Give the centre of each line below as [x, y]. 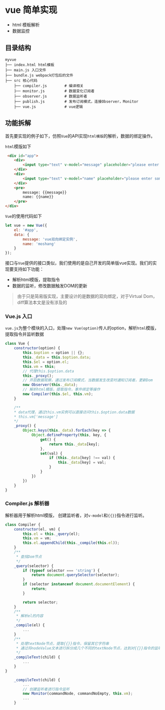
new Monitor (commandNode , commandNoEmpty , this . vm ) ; [78, 694]
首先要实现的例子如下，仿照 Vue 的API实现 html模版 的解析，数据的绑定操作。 [80, 136]
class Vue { [17, 344]
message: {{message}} [45, 192]
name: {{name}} [38, 197]
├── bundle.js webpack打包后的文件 [39, 75]
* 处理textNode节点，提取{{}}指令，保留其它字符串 [63, 643]
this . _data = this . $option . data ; [57, 357]
